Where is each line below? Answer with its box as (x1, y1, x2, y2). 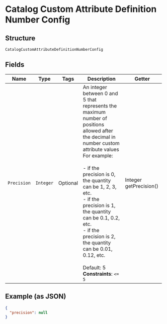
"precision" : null (9, 310, 48, 315)
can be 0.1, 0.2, (83, 214, 120, 221)
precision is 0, (83, 171, 116, 178)
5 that (83, 96, 97, 103)
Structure (5, 34, 36, 42)
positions (83, 121, 104, 128)
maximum (83, 108, 106, 115)
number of (83, 114, 107, 121)
